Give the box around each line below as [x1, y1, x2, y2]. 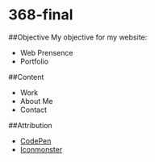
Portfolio [19, 56, 49, 66]
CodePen [19, 135, 52, 146]
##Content [8, 72, 44, 81]
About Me [19, 96, 54, 106]
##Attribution [8, 120, 52, 130]
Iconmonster [19, 144, 63, 154]
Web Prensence [19, 48, 73, 57]
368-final [8, 6, 73, 24]
